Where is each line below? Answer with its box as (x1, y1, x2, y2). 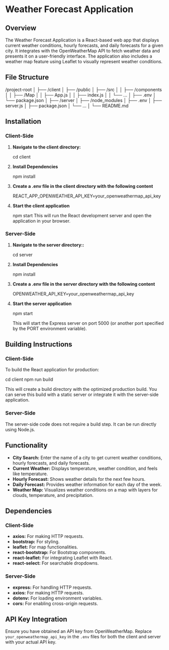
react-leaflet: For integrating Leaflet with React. (12, 555, 112, 561)
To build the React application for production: (5, 367, 99, 373)
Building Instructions (5, 340, 73, 349)
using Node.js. (5, 426, 35, 432)
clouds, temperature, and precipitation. (12, 492, 94, 498)
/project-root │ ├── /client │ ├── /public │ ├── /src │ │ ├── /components (5, 86, 162, 92)
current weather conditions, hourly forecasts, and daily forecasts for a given (5, 42, 163, 48)
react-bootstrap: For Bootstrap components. (12, 549, 107, 556)
